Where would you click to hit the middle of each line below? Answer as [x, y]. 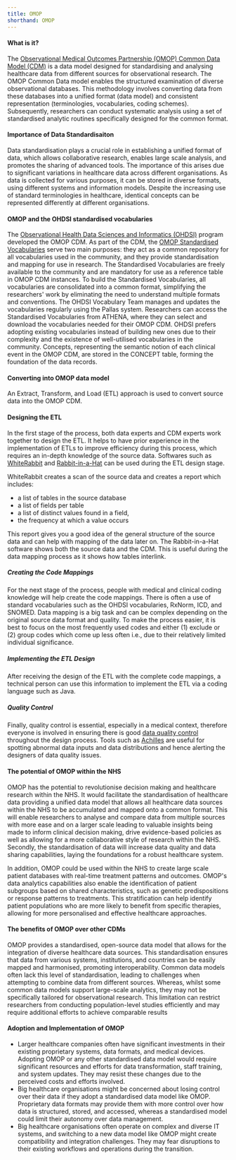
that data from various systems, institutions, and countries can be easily [111, 960]
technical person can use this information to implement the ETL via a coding [117, 684]
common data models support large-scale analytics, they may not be [107, 989]
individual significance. [40, 643]
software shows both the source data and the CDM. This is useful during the [118, 549]
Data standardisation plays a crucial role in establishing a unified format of [115, 150]
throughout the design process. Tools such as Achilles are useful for [106, 740]
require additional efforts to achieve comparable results [87, 1012]
